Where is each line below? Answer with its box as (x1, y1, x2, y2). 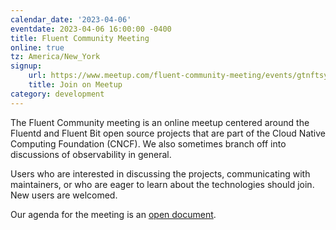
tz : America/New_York (10, 52, 101, 62)
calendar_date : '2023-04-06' (10, 14, 132, 25)
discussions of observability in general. (10, 148, 172, 160)
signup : (10, 61, 43, 71)
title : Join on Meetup (28, 80, 123, 90)
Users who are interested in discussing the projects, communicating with (10, 167, 311, 180)
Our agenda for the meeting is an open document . (10, 208, 217, 220)
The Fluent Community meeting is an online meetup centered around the (10, 116, 310, 128)
